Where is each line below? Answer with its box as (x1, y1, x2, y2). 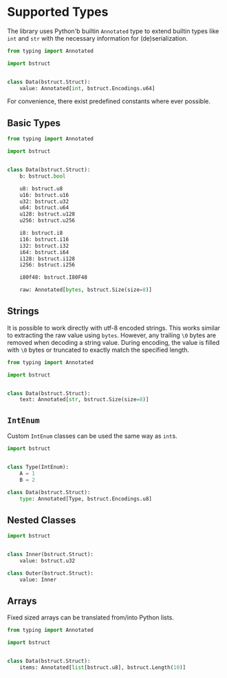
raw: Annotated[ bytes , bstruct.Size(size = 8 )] (19, 286, 153, 293)
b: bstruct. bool (19, 173, 67, 180)
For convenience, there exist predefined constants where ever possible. (7, 97, 211, 105)
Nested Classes (7, 514, 76, 526)
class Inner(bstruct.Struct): (7, 551, 94, 558)
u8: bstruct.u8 (19, 185, 63, 192)
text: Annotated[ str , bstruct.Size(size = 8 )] (19, 396, 149, 403)
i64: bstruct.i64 (19, 248, 69, 255)
